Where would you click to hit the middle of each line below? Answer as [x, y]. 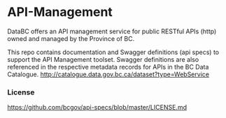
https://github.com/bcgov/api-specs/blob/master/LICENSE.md [97, 108]
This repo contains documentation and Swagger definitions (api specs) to [113, 52]
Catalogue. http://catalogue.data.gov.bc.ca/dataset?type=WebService [108, 74]
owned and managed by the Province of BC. [71, 38]
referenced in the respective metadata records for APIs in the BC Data [108, 67]
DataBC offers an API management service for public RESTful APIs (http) [112, 31]
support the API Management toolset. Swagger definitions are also [103, 59]
